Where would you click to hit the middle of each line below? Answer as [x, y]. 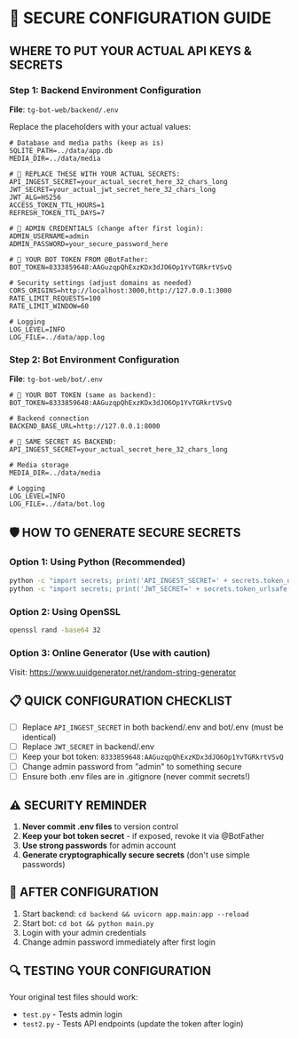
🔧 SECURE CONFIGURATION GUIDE [141, 18]
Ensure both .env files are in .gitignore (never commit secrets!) [136, 777]
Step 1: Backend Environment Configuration [105, 90]
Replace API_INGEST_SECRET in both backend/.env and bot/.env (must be [153, 727]
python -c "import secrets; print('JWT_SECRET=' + [105, 589]
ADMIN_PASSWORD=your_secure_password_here [89, 244]
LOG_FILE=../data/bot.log [57, 504]
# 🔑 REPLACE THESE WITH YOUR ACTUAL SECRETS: [94, 174]
